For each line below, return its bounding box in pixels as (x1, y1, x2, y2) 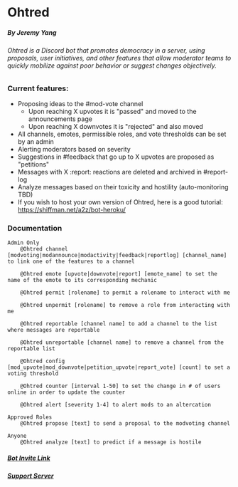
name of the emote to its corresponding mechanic (7, 277, 158, 284)
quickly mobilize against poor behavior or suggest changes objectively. (7, 61, 217, 70)
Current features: (7, 83, 69, 93)
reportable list (7, 345, 55, 352)
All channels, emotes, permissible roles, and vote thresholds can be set (17, 130, 227, 139)
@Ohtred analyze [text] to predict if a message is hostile (20, 439, 202, 446)
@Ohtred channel (20, 246, 69, 253)
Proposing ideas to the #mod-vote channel (17, 100, 144, 108)
